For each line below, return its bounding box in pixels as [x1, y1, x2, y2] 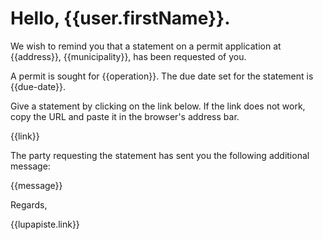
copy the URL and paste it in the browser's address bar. [10, 110, 240, 122]
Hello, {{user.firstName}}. [10, 7, 231, 30]
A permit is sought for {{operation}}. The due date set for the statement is [10, 70, 314, 82]
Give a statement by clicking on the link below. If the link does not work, [10, 100, 306, 112]
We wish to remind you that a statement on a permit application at [10, 40, 282, 52]
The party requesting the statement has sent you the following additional [10, 149, 310, 161]
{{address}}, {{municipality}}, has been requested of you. [10, 50, 247, 62]
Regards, [10, 198, 48, 211]
